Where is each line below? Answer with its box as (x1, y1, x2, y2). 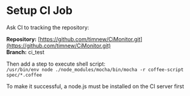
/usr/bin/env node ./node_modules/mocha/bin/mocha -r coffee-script (6, 66, 184, 73)
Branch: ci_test (6, 48, 44, 55)
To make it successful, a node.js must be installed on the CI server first (6, 83, 185, 90)
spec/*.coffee (6, 72, 43, 78)
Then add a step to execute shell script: (6, 60, 105, 67)
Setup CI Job (6, 4, 73, 18)
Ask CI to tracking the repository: (6, 24, 90, 31)
